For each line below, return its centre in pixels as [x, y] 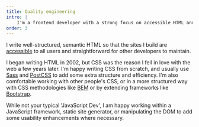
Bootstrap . [19, 94]
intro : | [17, 17]
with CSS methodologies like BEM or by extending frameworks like [87, 88]
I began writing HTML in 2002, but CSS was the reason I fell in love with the [98, 63]
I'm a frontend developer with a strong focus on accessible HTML [100, 22]
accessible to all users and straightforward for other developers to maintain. [99, 51]
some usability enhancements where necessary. [65, 118]
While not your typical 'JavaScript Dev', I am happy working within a [89, 105]
